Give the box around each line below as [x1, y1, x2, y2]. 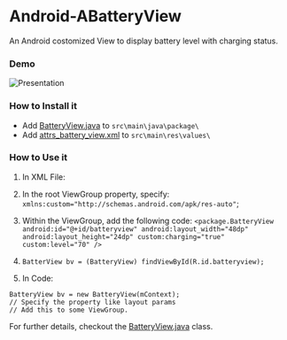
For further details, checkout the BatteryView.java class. [9, 321, 213, 331]
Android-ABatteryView [9, 6, 182, 27]
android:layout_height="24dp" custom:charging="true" [21, 232, 225, 241]
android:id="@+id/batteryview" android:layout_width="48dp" [21, 224, 249, 234]
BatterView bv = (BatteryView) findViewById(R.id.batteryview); [21, 257, 265, 267]
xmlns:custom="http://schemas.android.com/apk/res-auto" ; [21, 197, 239, 209]
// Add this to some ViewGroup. [9, 305, 128, 314]
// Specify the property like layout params [9, 297, 176, 306]
